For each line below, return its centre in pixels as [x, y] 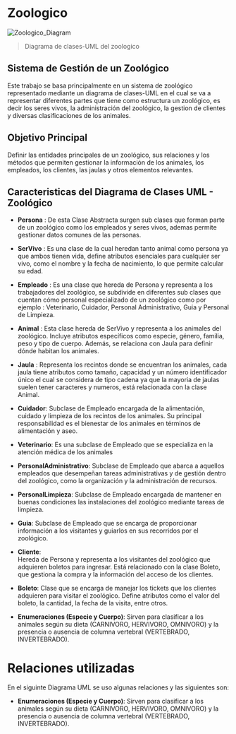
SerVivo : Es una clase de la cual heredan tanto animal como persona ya [123, 249]
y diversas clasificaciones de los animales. [69, 115]
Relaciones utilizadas [71, 668]
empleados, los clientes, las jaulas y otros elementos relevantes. [100, 170]
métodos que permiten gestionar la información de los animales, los [106, 162]
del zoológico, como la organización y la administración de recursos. [117, 481]
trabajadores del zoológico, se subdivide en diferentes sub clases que [119, 292]
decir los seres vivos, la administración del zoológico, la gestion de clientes [117, 108]
